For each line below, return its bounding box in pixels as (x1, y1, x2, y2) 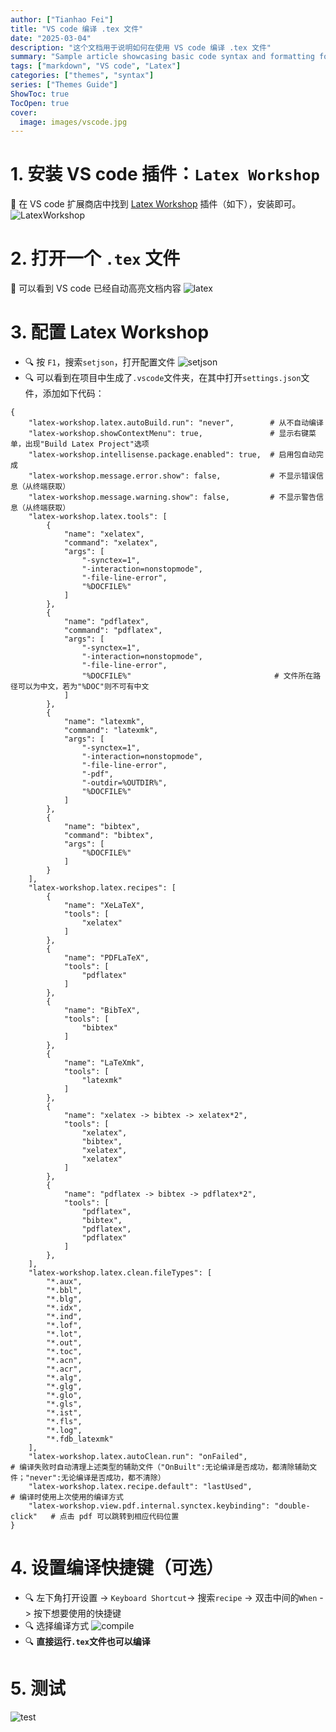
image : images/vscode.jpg (19, 117, 128, 127)
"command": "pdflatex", (63, 626, 163, 636)
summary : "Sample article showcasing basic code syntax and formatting (10, 52, 315, 62)
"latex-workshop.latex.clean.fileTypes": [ (28, 1268, 213, 1278)
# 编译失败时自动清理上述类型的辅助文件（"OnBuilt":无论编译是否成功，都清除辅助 (10, 1462, 310, 1473)
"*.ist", (46, 1408, 83, 1418)
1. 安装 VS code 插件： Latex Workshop (10, 163, 320, 186)
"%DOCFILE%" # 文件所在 (81, 671, 314, 681)
